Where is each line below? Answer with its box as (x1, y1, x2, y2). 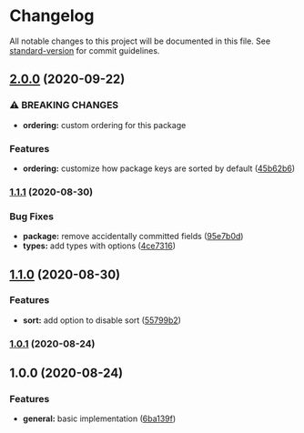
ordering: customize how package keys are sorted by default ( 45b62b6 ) (22, 163, 296, 174)
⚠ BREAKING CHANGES (9, 99, 119, 112)
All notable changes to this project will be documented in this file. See (9, 35, 271, 46)
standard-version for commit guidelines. (9, 45, 160, 55)
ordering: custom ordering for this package (22, 119, 187, 130)
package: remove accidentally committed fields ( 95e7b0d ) (22, 231, 244, 242)
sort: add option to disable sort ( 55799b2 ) (22, 315, 182, 326)
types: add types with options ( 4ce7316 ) (22, 240, 176, 251)
